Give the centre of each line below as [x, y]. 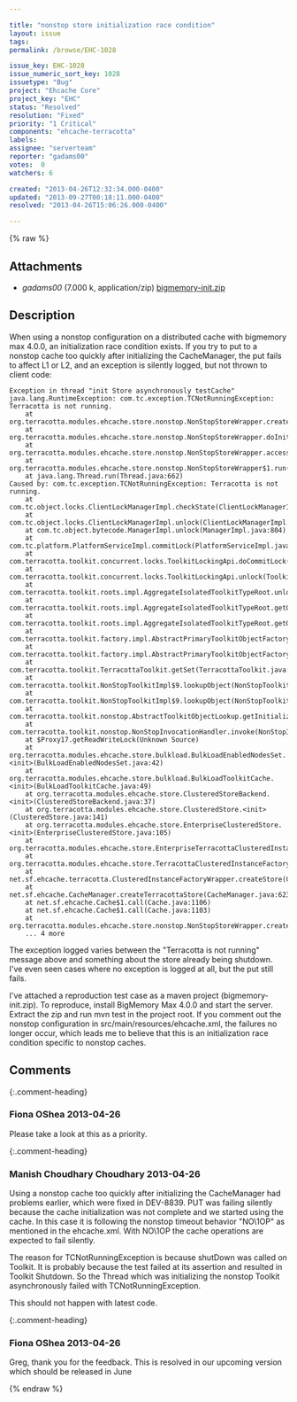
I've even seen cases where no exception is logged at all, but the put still [141, 969]
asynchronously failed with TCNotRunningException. [105, 1286]
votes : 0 [27, 165]
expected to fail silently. [52, 1241]
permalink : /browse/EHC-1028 [63, 50]
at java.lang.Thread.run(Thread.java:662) [104, 476]
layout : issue [35, 33]
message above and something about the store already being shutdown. [141, 959]
